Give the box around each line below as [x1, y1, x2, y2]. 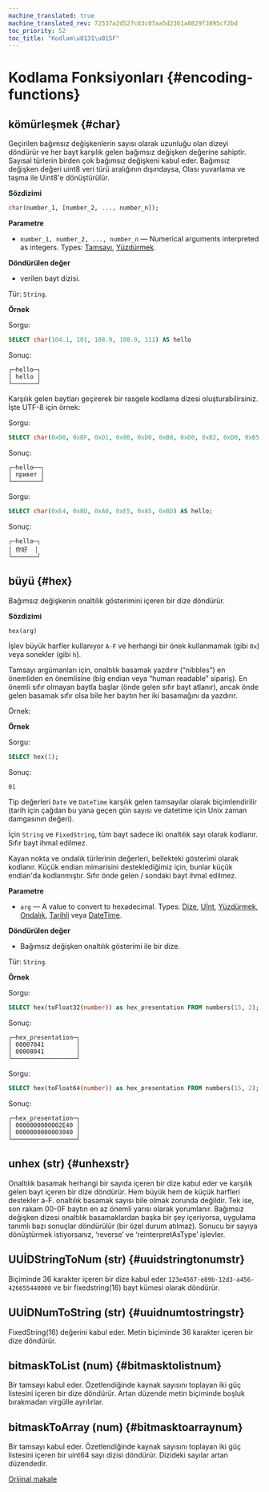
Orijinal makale [8, 1474, 58, 1484]
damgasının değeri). [8, 814, 74, 824]
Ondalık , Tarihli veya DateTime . [19, 910, 122, 920]
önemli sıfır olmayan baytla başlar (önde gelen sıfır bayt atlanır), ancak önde [8, 683, 259, 692]
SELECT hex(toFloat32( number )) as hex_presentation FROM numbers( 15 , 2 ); [8, 1003, 260, 1012]
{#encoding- [167, 69, 254, 87]
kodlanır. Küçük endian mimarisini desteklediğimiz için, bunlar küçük [8, 862, 233, 872]
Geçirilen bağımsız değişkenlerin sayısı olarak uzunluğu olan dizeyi [8, 139, 229, 148]
